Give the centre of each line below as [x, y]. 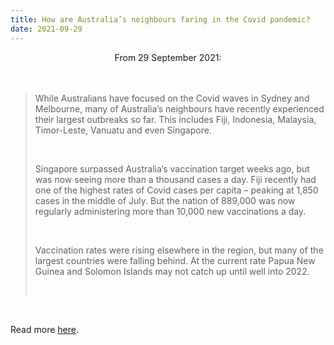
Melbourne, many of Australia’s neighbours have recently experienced [179, 108]
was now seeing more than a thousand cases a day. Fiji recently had [175, 179]
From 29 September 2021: [168, 57]
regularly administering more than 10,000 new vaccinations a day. [170, 211]
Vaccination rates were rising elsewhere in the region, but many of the [179, 250]
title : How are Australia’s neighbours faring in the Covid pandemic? [160, 19]
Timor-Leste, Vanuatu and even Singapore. [123, 130]
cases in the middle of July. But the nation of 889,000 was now [165, 200]
